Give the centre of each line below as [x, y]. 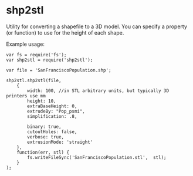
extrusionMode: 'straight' [60, 142]
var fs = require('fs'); [36, 55]
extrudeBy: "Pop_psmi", [56, 111]
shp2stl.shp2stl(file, [34, 80]
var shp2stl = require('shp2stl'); [50, 60]
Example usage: [26, 44]
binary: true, [44, 127]
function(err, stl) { [43, 152]
